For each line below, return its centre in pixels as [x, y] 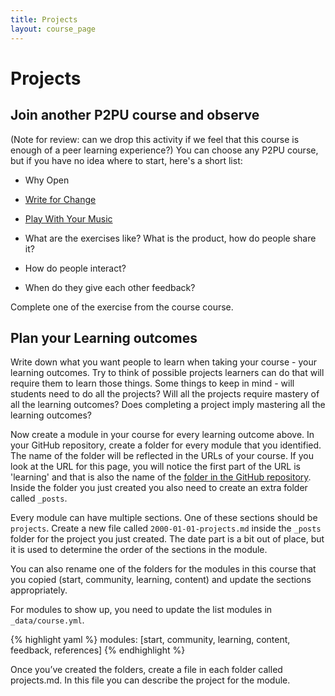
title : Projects [44, 19]
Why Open [47, 180]
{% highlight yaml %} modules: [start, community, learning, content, [150, 640]
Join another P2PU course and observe [135, 115]
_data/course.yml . [47, 620]
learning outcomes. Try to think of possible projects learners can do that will [167, 373]
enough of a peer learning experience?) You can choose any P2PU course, [164, 150]
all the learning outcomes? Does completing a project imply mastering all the [168, 405]
